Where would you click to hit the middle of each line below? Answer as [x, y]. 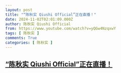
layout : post [19, 10]
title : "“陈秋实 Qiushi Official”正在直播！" [51, 15]
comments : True [21, 38]
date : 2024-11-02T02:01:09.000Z [39, 19]
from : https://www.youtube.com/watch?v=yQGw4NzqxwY [60, 29]
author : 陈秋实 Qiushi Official [38, 24]
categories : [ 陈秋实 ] [29, 43]
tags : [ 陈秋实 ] [22, 33]
